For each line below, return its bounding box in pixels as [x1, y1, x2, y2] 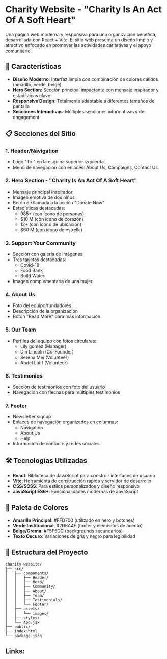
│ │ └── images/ [5, 610, 49, 616]
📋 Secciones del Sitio [5, 129, 76, 138]
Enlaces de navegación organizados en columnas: [12, 419, 118, 425]
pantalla [12, 103, 30, 109]
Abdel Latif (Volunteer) [20, 359, 68, 366]
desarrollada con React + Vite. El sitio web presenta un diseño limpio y [5, 37, 153, 43]
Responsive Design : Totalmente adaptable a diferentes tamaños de [12, 98, 155, 104]
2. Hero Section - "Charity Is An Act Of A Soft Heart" [5, 177, 137, 184]
